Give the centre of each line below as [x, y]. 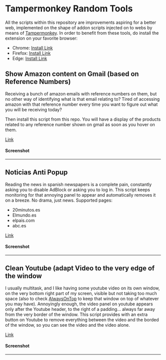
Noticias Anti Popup [37, 173]
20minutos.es [26, 210]
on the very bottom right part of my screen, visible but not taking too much [81, 293]
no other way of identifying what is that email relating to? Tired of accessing [83, 99]
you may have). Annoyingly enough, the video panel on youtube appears [79, 304]
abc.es [19, 225]
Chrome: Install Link [33, 48]
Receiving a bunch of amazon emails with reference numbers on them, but [81, 94]
